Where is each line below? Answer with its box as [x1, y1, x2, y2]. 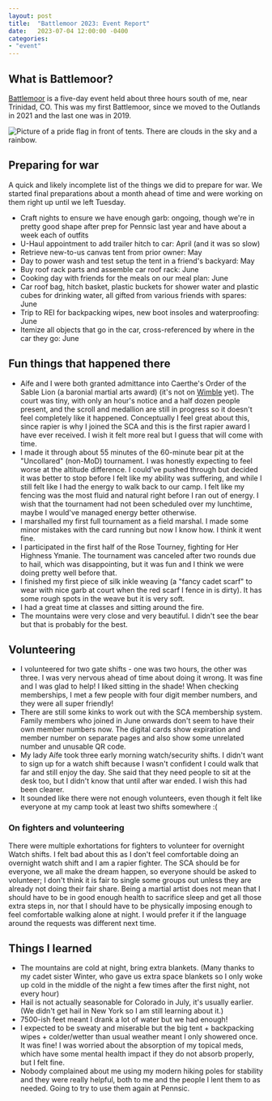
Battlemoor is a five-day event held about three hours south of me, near [8, 93, 248, 103]
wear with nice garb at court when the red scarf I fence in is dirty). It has [19, 585, 262, 595]
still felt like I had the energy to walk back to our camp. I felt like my [19, 481, 245, 491]
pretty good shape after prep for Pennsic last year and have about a [19, 221, 247, 231]
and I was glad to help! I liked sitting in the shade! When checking [19, 681, 239, 691]
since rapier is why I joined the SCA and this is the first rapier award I [19, 421, 251, 431]
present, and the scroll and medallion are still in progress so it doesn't [19, 404, 253, 414]
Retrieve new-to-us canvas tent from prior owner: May [19, 247, 202, 257]
